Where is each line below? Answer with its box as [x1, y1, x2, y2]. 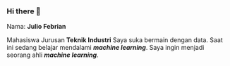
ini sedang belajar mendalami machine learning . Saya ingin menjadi [6, 44, 205, 52]
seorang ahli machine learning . [6, 51, 99, 59]
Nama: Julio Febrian [6, 22, 66, 31]
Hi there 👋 [6, 6, 42, 16]
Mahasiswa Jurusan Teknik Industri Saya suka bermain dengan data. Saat [6, 36, 223, 44]
